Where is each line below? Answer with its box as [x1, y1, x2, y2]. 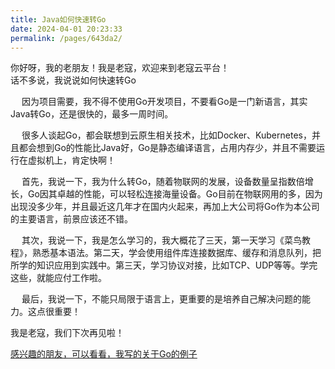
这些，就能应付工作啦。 [10, 272, 107, 284]
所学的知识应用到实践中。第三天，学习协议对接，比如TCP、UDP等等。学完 [10, 259, 318, 271]
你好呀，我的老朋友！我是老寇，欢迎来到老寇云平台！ [10, 62, 230, 74]
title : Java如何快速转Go [10, 14, 107, 25]
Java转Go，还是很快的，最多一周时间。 [10, 108, 174, 120]
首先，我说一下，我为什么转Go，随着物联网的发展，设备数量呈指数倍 [21, 176, 305, 188]
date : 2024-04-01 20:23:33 [10, 24, 123, 34]
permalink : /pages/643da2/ [10, 33, 123, 43]
